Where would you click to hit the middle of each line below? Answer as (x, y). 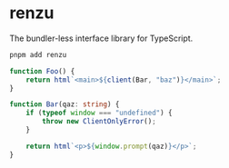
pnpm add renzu (38, 54)
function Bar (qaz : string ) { (65, 104)
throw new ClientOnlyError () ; (99, 122)
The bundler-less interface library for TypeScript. (101, 38)
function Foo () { (42, 71)
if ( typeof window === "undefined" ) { (99, 113)
